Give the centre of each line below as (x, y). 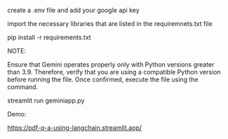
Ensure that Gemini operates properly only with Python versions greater (111, 65)
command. (23, 87)
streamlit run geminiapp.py (46, 100)
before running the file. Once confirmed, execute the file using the (103, 79)
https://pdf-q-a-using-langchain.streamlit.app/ (75, 128)
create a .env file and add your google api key (74, 10)
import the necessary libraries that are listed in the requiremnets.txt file (110, 24)
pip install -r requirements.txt (49, 37)
